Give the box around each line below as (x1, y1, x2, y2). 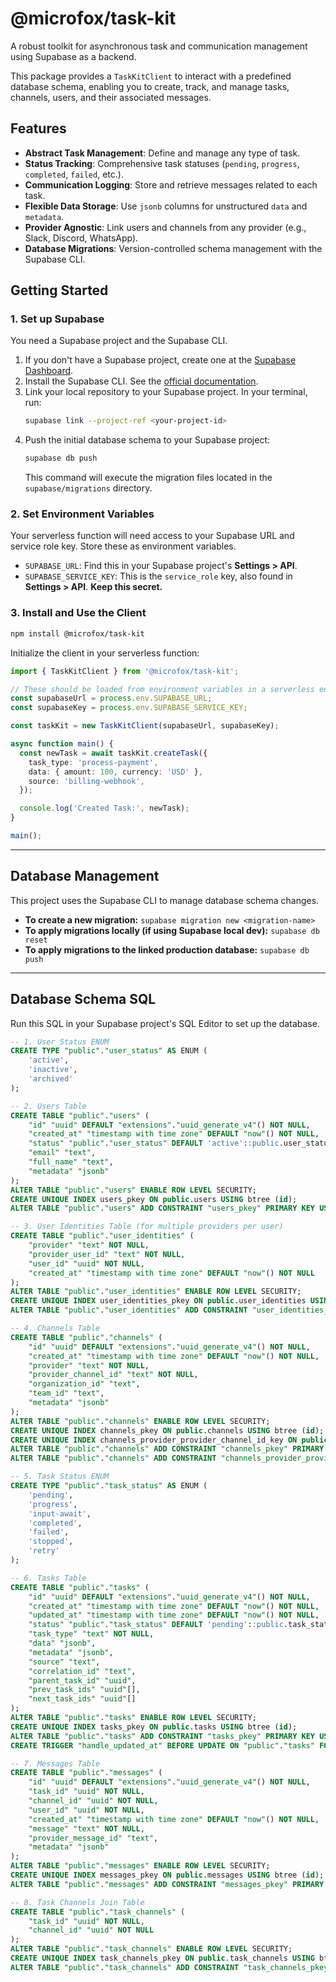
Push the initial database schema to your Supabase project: (24, 434, 270, 446)
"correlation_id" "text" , (28, 1666, 137, 1676)
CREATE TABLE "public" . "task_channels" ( (10, 1907, 186, 1917)
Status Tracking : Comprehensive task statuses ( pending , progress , (24, 157, 300, 169)
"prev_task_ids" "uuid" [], (28, 1685, 141, 1695)
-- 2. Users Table (10, 1101, 87, 1111)
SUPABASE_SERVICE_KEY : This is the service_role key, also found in (24, 570, 293, 582)
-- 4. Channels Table (10, 1323, 101, 1334)
